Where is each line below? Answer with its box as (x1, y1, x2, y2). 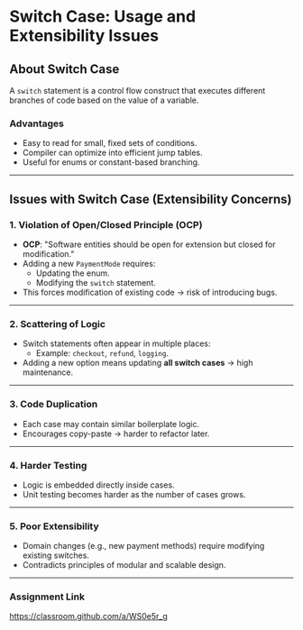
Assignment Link (9, 590, 86, 603)
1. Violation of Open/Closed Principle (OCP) (9, 218, 203, 231)
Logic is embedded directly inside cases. (22, 479, 175, 490)
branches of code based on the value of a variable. (9, 95, 199, 105)
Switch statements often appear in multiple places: (22, 338, 211, 349)
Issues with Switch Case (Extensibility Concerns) (9, 191, 292, 206)
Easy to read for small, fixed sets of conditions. (22, 138, 197, 149)
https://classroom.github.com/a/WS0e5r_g (9, 611, 169, 622)
